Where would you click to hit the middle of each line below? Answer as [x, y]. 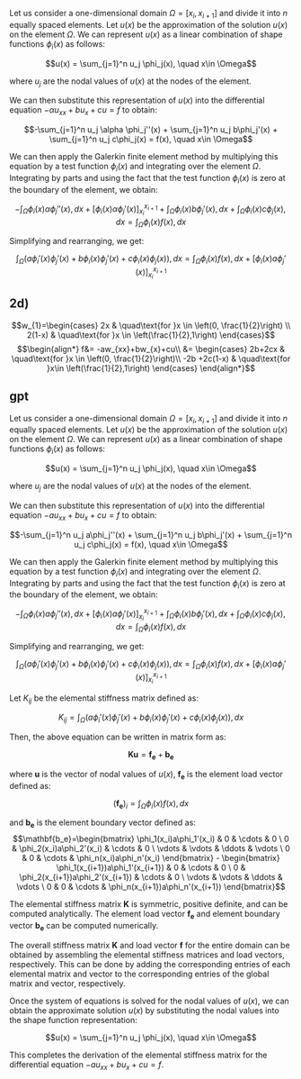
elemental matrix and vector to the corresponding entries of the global [139, 974]
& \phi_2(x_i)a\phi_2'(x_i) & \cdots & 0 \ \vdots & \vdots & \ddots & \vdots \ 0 [151, 848]
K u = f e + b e [151, 756]
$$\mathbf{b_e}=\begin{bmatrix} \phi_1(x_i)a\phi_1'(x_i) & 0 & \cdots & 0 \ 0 [151, 839]
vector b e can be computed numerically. [84, 927]
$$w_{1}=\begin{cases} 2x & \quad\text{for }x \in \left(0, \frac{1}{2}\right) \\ [151, 325]
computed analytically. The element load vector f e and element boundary [145, 915]
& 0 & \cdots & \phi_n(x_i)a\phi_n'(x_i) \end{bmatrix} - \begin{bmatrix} [151, 858]
